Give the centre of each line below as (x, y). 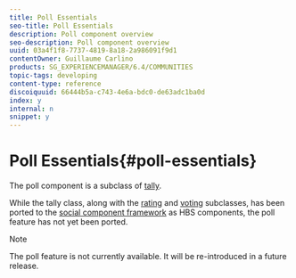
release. (24, 266)
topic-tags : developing (53, 76)
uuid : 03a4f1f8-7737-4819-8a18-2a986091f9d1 (93, 51)
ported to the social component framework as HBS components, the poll (142, 213)
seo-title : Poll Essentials (62, 26)
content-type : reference (55, 84)
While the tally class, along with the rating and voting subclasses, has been (147, 203)
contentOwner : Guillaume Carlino (71, 59)
